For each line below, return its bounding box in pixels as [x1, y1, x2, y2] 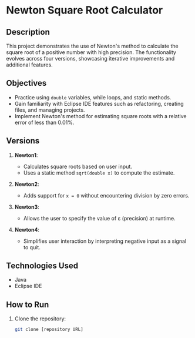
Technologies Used [6, 261, 78, 271]
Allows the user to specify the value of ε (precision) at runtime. [23, 215, 176, 222]
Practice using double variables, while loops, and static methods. [14, 93, 172, 101]
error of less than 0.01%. [14, 119, 75, 126]
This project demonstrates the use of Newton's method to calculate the [6, 42, 179, 49]
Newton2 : [14, 180, 39, 188]
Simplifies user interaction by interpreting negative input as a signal [23, 237, 187, 245]
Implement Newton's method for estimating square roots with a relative [14, 112, 187, 119]
